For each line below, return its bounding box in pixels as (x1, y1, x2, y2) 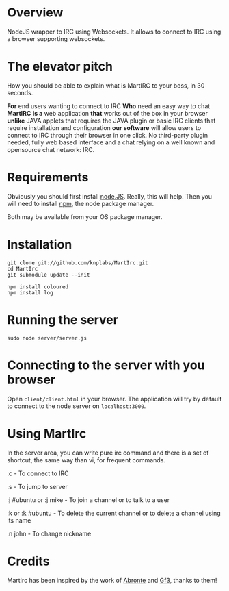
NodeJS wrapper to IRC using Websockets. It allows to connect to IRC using (7, 27, 221, 36)
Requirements (7, 170, 89, 186)
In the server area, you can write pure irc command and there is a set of (7, 449, 210, 457)
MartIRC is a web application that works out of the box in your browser (7, 109, 208, 117)
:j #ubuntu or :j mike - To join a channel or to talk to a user (7, 495, 170, 504)
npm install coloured (7, 283, 69, 290)
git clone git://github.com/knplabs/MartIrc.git (7, 259, 148, 266)
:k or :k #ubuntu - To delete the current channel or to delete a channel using (7, 509, 221, 517)
